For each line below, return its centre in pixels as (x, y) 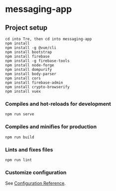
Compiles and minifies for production (51, 127)
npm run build (20, 137)
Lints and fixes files (29, 150)
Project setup (27, 28)
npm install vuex (23, 91)
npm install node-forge (30, 65)
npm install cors (23, 78)
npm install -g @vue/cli (31, 48)
